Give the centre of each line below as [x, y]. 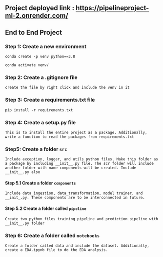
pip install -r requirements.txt [39, 110]
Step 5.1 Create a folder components [41, 183]
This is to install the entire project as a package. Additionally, [76, 132]
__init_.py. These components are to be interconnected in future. [75, 198]
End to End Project [34, 32]
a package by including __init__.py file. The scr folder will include [79, 164]
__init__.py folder [25, 223]
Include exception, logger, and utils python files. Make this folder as [82, 159]
